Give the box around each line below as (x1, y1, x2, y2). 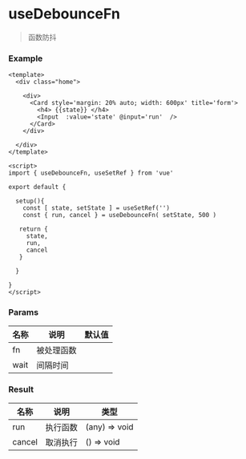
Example (8, 53, 43, 64)
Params (8, 307, 38, 318)
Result (8, 384, 34, 395)
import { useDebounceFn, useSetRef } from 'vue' (8, 169, 174, 177)
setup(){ (15, 197, 45, 205)
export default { (8, 183, 67, 191)
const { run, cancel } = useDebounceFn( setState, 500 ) (22, 211, 217, 219)
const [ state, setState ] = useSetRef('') (22, 204, 171, 212)
